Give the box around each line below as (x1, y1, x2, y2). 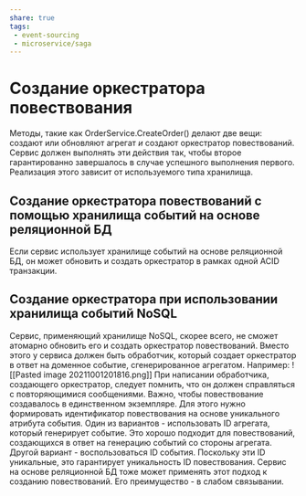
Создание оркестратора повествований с (9, 193, 262, 208)
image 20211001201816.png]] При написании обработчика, (43, 369, 269, 380)
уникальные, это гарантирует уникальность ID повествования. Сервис (9, 456, 287, 467)
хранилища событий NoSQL (9, 306, 178, 322)
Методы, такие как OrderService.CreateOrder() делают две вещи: (9, 128, 263, 139)
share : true (9, 13, 55, 23)
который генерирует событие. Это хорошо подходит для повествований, (9, 427, 295, 438)
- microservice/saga (13, 38, 92, 48)
